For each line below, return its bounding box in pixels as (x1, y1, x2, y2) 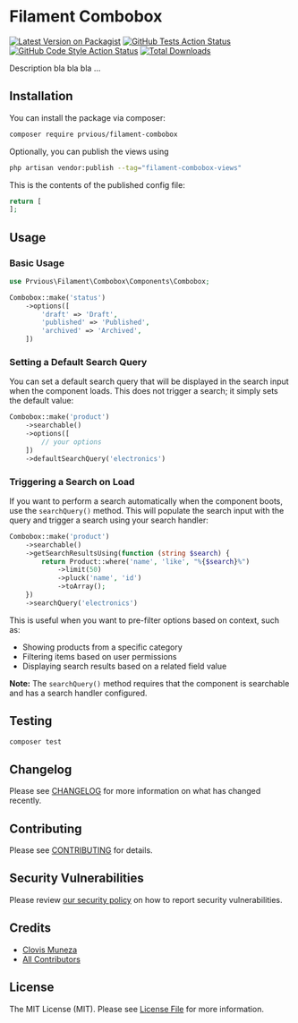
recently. (9, 795, 42, 806)
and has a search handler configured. (9, 687, 148, 698)
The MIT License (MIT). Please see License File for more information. (9, 1003, 264, 1014)
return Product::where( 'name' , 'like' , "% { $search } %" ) (41, 557, 251, 566)
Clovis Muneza (21, 944, 78, 955)
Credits (9, 920, 52, 936)
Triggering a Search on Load (9, 475, 135, 488)
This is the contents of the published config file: (9, 179, 185, 190)
